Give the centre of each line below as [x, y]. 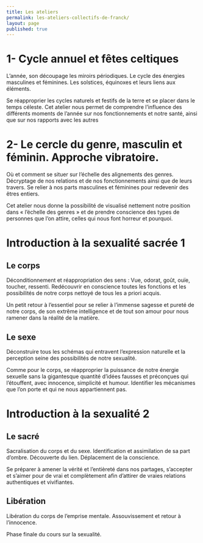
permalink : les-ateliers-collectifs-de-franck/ [68, 18]
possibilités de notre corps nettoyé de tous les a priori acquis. [84, 293]
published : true [27, 29]
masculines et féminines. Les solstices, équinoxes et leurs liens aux [91, 82]
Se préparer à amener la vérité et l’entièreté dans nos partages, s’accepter [100, 469]
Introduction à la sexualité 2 [78, 414]
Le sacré [23, 436]
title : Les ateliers [33, 12]
